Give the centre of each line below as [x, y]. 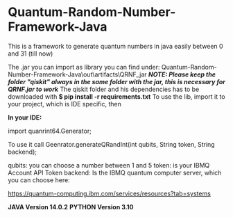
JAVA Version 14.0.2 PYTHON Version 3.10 [71, 207]
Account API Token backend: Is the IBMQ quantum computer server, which [115, 172]
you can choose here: [39, 180]
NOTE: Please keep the [182, 74]
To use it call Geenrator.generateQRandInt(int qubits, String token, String [111, 144]
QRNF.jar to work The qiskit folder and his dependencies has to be [104, 89]
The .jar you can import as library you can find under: [84, 67]
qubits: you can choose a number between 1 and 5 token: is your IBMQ [109, 165]
